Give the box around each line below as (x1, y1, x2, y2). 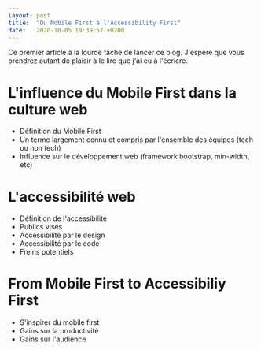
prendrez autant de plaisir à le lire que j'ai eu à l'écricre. (8, 56, 189, 65)
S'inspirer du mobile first (19, 318, 100, 327)
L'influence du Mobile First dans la (8, 84, 237, 102)
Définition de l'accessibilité (19, 214, 108, 223)
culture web (8, 100, 88, 118)
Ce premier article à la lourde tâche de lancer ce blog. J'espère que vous (8, 48, 245, 58)
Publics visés (19, 222, 63, 232)
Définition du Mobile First (19, 127, 102, 136)
